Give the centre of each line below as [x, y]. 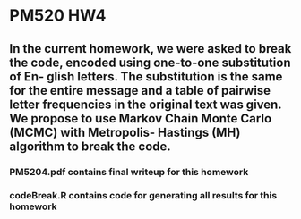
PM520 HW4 [58, 16]
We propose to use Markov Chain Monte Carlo [141, 118]
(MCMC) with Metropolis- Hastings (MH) [125, 132]
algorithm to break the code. [90, 146]
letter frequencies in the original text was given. [146, 104]
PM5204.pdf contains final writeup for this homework [129, 172]
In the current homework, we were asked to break [150, 49]
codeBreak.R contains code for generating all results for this [143, 196]
